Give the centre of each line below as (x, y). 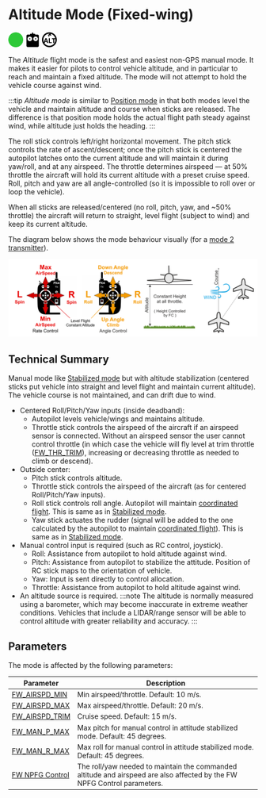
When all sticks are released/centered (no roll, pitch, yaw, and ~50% (120, 207)
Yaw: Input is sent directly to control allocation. (108, 579)
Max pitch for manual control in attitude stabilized (158, 727)
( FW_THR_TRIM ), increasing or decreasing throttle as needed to (135, 453)
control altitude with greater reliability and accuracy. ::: (108, 621)
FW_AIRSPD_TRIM (41, 716)
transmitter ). (28, 247)
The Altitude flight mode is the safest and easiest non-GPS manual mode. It (131, 59)
